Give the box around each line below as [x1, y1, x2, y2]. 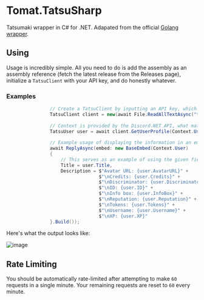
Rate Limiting [6, 259, 57, 269]
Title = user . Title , [60, 162, 113, 168]
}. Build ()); [49, 219, 80, 225]
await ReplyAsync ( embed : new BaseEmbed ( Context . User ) [49, 145, 189, 152]
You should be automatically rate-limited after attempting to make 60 [6, 275, 177, 282]
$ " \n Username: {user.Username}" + [98, 207, 186, 213]
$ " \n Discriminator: [98, 179, 148, 185]
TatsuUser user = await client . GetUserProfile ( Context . [49, 128, 194, 134]
